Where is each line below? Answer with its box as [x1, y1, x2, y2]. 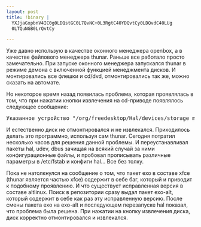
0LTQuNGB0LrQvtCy [11, 25, 55, 32]
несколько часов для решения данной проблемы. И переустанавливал [6, 139, 188, 146]
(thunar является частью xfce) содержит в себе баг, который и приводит [6, 176, 193, 183]
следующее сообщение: [6, 103, 69, 111]
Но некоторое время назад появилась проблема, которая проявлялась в [6, 90, 194, 98]
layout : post [6, 8, 39, 15]
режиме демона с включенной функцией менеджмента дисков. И [6, 66, 176, 74]
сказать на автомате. [6, 79, 61, 86]
